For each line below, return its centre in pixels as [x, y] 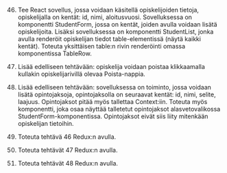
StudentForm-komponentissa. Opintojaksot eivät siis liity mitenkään [113, 116]
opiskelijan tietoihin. [46, 123]
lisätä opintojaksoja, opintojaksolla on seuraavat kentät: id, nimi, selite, [117, 94]
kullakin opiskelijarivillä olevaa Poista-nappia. [82, 74]
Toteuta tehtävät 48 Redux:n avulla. [68, 163]
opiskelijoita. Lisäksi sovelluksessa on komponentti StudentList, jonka [116, 31]
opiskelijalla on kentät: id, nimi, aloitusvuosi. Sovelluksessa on [105, 17]
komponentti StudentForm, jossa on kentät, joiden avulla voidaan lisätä [117, 24]
